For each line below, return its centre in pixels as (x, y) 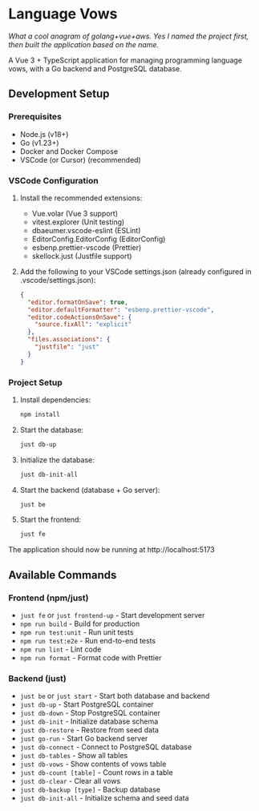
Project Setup (35, 382)
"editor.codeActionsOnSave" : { (80, 317)
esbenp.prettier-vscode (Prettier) (87, 247)
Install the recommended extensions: (81, 198)
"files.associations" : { (69, 340)
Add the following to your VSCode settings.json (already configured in (136, 271)
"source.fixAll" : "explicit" (83, 325)
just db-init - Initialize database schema (89, 721)
